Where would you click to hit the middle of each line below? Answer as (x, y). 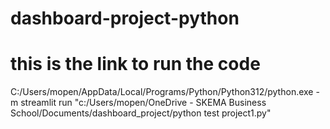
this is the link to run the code (135, 64)
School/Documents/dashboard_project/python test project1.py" (141, 113)
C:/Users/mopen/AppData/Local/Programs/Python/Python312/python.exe (162, 92)
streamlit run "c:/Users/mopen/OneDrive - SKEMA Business (143, 103)
